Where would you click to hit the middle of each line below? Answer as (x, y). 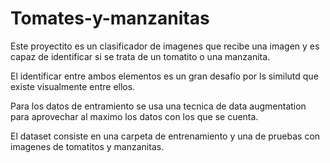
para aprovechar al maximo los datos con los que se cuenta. (134, 116)
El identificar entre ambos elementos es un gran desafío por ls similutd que (164, 76)
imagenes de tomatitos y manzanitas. (87, 146)
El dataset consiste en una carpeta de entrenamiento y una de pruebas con (165, 136)
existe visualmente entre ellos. (73, 86)
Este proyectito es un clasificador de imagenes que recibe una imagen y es (165, 46)
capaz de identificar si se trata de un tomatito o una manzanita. (140, 56)
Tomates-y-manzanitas (110, 18)
